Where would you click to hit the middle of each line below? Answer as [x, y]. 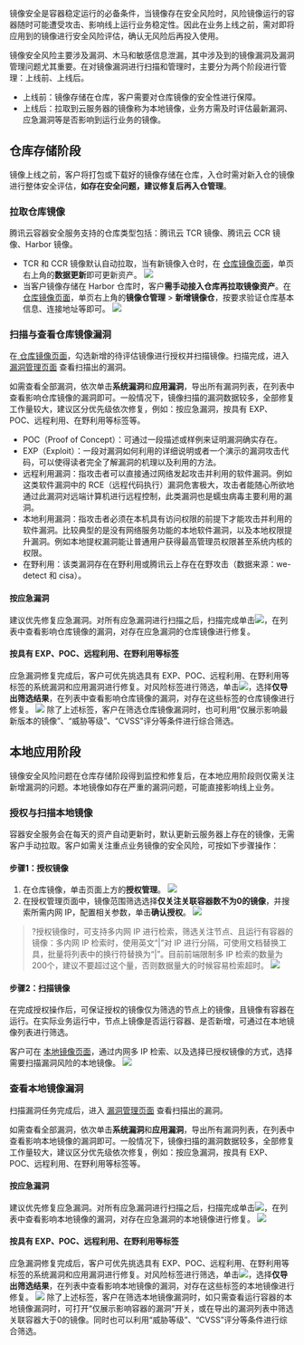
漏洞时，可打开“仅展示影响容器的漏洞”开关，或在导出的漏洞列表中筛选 [163, 1309]
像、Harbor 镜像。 [43, 245]
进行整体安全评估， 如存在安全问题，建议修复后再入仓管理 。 [120, 186]
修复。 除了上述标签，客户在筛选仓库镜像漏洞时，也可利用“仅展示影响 [145, 709]
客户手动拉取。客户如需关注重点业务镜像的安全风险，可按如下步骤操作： [144, 845]
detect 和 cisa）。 [54, 576]
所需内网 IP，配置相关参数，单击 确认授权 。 [111, 912]
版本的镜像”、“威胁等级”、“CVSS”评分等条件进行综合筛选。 [128, 721]
